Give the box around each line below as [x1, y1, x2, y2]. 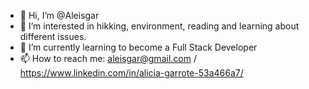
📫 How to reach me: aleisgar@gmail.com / [19, 53, 197, 64]
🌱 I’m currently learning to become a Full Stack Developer [19, 41, 258, 53]
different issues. [19, 31, 87, 42]
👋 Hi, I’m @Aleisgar [19, 10, 100, 21]
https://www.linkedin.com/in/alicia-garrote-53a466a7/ [19, 67, 244, 79]
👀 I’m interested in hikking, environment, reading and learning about [19, 20, 300, 32]
